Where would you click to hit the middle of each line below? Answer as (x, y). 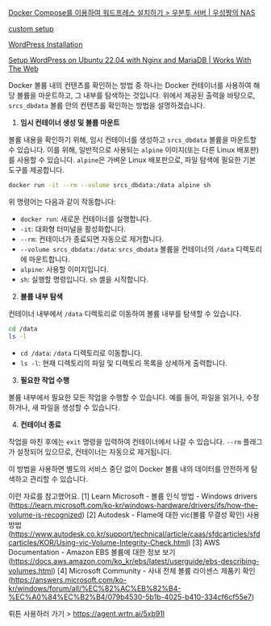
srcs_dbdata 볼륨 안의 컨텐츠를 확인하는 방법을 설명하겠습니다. (107, 105)
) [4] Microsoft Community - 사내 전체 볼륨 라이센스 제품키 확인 (154, 570)
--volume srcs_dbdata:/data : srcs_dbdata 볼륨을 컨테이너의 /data (127, 248)
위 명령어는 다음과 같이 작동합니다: (62, 202)
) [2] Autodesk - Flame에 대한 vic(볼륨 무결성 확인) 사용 (171, 515)
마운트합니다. (49, 259)
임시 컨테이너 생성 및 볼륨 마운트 (70, 123)
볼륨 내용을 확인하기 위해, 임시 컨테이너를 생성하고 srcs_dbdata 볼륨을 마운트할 (132, 140)
